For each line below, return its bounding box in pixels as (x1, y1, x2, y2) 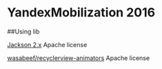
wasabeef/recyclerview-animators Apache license (7, 53, 150, 62)
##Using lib (7, 27, 40, 36)
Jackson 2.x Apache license (7, 40, 88, 49)
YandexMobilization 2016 (7, 5, 156, 20)
